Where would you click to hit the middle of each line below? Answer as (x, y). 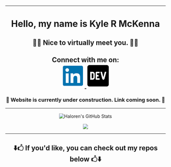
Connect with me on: (85, 60)
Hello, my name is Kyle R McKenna (85, 24)
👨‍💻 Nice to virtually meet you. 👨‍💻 (85, 43)
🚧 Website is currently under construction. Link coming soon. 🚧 (85, 100)
